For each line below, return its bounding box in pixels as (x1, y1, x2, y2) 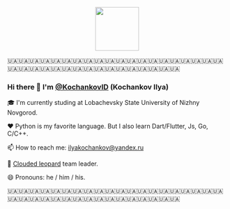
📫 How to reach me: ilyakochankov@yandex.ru (7, 143, 144, 152)
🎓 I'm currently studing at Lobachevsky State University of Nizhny (7, 99, 200, 107)
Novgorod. (7, 108, 38, 117)
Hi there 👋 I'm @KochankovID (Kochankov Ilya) (7, 82, 169, 92)
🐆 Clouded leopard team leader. (7, 159, 99, 168)
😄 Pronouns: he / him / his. (7, 173, 86, 182)
